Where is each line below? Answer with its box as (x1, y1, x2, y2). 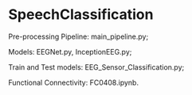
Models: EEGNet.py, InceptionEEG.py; (8, 47, 132, 56)
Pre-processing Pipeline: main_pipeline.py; (8, 32, 149, 41)
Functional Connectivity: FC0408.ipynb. (8, 78, 139, 87)
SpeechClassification (8, 6, 154, 24)
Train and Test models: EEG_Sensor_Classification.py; (8, 62, 185, 72)
